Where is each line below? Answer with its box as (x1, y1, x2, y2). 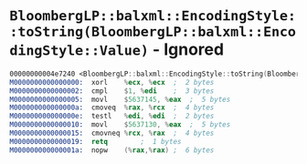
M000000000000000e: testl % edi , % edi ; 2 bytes (9, 112, 215, 121)
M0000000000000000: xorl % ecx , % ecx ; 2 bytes (9, 77, 215, 87)
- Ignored (152, 39, 225, 60)
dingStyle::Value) (9, 42, 149, 59)
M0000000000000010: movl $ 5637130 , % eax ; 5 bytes (9, 120, 231, 129)
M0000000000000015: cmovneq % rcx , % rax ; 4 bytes (9, 128, 215, 138)
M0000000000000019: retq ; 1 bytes (9, 137, 182, 146)
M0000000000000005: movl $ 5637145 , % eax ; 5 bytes (9, 95, 231, 104)
